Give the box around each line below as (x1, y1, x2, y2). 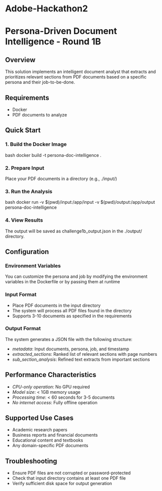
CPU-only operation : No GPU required (12, 383, 90, 390)
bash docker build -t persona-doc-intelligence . (5, 152, 102, 158)
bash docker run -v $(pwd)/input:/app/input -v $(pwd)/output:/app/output (5, 199, 155, 205)
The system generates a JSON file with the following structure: (5, 336, 133, 342)
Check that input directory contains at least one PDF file (12, 475, 126, 481)
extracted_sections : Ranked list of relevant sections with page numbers (12, 351, 158, 357)
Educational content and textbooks (12, 437, 83, 443)
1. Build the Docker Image (5, 141, 67, 148)
